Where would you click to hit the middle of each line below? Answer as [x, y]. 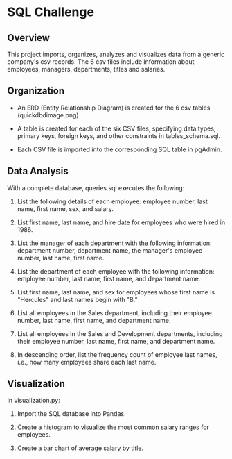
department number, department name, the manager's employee [110, 250]
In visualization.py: [34, 401]
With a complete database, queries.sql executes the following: [96, 187]
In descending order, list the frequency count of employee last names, [117, 354]
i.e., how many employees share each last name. [87, 362]
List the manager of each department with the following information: [115, 243]
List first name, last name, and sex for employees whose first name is [116, 292]
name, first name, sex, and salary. [65, 208]
